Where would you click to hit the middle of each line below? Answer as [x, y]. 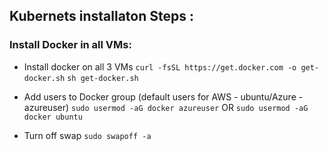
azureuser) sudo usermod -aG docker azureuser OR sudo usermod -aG [166, 107]
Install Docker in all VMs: [70, 45]
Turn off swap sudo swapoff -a [87, 135]
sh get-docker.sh [103, 78]
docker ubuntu [53, 117]
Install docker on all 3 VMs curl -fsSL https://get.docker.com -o [160, 66]
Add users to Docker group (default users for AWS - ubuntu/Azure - [163, 96]
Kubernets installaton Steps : [102, 16]
